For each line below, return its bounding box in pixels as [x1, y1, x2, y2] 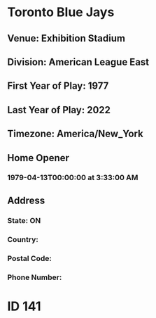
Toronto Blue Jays [7, 4, 115, 20]
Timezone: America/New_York [7, 128, 143, 140]
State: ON [7, 215, 41, 225]
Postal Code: [7, 253, 52, 263]
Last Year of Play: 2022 [7, 103, 111, 116]
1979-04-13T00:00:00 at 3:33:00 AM [7, 173, 139, 183]
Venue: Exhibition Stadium [7, 32, 126, 44]
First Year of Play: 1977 [7, 80, 109, 92]
